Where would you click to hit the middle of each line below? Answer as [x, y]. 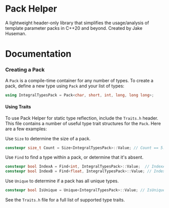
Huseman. [16, 33]
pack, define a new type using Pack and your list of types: [65, 86]
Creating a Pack [25, 70]
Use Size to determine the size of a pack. [48, 138]
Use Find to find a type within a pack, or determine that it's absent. [74, 158]
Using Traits [18, 107]
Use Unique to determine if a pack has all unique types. [62, 181]
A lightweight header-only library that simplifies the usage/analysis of [77, 23]
